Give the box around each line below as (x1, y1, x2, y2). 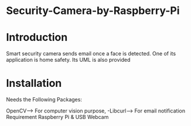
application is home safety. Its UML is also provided (6, 57, 131, 64)
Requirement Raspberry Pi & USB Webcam (6, 114, 109, 121)
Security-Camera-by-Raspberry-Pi (6, 4, 180, 17)
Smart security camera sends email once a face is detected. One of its (6, 50, 176, 57)
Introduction (6, 31, 68, 44)
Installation (6, 77, 62, 90)
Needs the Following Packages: (6, 96, 82, 103)
